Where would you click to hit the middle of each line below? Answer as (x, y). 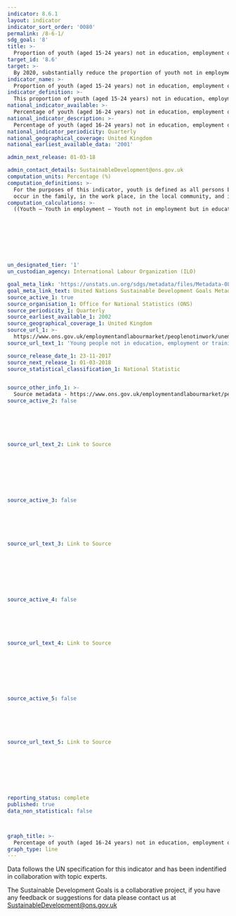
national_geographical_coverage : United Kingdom (80, 138)
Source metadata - (41, 395)
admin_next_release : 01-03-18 (52, 158)
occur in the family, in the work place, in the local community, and (119, 196)
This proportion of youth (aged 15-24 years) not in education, (110, 99)
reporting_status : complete (48, 798)
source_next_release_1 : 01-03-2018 (59, 362)
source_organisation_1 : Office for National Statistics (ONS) (100, 304)
